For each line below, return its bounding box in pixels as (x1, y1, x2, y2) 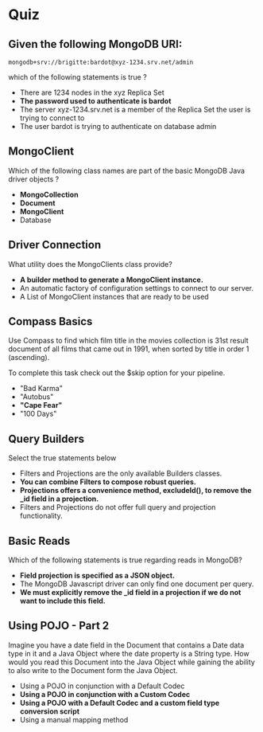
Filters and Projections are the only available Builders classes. (19, 468, 222, 479)
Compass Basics (8, 315, 93, 328)
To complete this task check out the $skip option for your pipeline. (8, 368, 226, 378)
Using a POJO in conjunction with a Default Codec (19, 681, 185, 691)
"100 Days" (19, 409, 57, 419)
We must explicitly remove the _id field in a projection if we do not (19, 588, 242, 597)
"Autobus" (19, 392, 54, 401)
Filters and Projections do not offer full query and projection (19, 503, 216, 512)
